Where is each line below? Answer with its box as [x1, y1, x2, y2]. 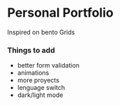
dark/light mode [17, 91, 64, 99]
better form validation [17, 61, 80, 70]
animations [17, 68, 50, 77]
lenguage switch [17, 84, 65, 92]
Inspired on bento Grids [7, 28, 75, 36]
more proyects [17, 76, 59, 84]
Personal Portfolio [7, 5, 114, 21]
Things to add [7, 45, 55, 55]
